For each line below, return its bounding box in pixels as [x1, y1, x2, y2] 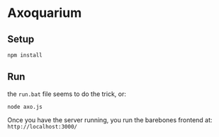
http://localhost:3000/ [7, 123, 78, 130]
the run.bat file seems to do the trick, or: [7, 90, 126, 98]
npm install [7, 52, 43, 59]
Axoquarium [7, 5, 82, 21]
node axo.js [7, 103, 43, 110]
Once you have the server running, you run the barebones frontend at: [7, 115, 213, 124]
